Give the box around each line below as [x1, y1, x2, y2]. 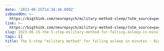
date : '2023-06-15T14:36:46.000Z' [5, 7, 76, 12]
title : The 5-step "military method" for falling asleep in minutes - [5, 39, 152, 44]
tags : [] [5, 34, 23, 39]
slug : [5, 30, 16, 34]
